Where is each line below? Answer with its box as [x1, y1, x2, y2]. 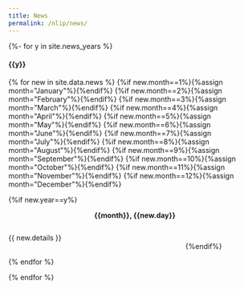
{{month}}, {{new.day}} [93, 210, 177, 220]
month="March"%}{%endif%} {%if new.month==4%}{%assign [8, 102, 218, 112]
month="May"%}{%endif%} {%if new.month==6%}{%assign [8, 119, 211, 129]
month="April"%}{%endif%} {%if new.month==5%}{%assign [8, 111, 211, 121]
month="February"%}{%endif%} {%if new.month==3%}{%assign [8, 94, 227, 104]
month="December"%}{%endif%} [8, 179, 122, 189]
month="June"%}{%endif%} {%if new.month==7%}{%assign [8, 128, 212, 138]
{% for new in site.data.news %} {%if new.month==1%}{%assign [8, 77, 223, 86]
